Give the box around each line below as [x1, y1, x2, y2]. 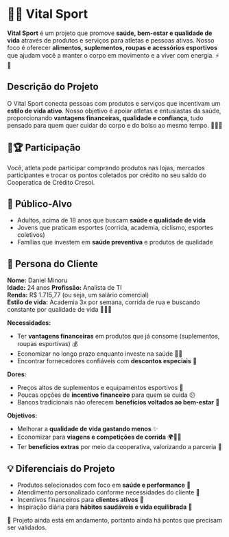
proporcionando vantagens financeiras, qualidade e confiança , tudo [7, 113, 204, 122]
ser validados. [7, 523, 47, 532]
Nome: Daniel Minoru [7, 276, 68, 284]
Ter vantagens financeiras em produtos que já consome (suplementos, [16, 332, 220, 341]
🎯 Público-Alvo [7, 198, 73, 209]
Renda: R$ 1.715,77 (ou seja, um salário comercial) [7, 291, 149, 299]
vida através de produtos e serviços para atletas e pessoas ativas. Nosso [7, 36, 215, 44]
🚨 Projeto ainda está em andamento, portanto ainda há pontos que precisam [7, 516, 223, 524]
